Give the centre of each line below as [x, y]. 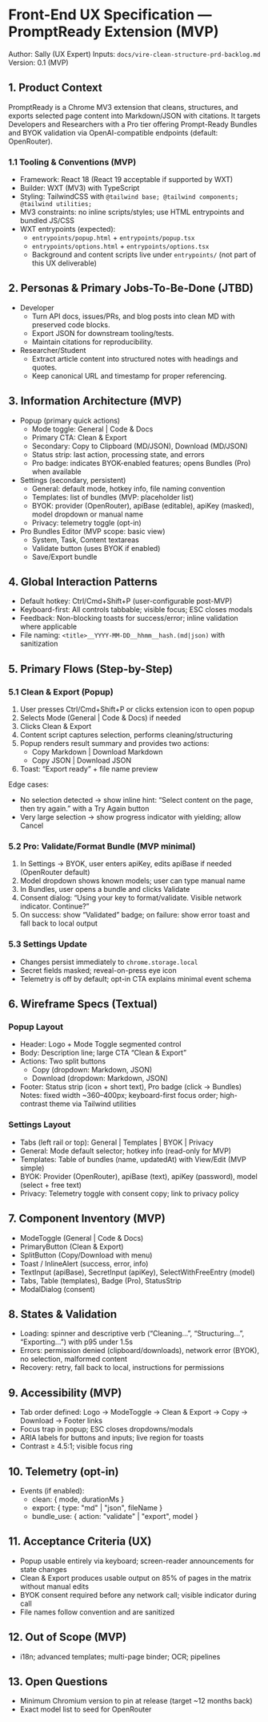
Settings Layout [40, 1124]
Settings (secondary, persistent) [73, 480]
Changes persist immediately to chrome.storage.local [109, 962]
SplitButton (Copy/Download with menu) [86, 1255]
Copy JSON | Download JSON [82, 760]
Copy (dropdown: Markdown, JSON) [92, 1070]
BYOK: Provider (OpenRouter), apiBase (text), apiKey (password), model [138, 1176]
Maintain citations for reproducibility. [92, 342]
